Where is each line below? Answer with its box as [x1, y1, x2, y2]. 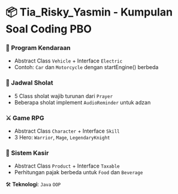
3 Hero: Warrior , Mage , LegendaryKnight [14, 134, 110, 141]
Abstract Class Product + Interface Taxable [14, 162, 120, 169]
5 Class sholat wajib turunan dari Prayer [14, 92, 113, 100]
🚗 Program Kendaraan [5, 44, 71, 52]
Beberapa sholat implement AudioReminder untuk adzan [14, 99, 151, 106]
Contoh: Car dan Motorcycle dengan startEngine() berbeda [14, 64, 159, 71]
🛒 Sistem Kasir [5, 149, 49, 157]
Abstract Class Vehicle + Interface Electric [14, 57, 123, 64]
